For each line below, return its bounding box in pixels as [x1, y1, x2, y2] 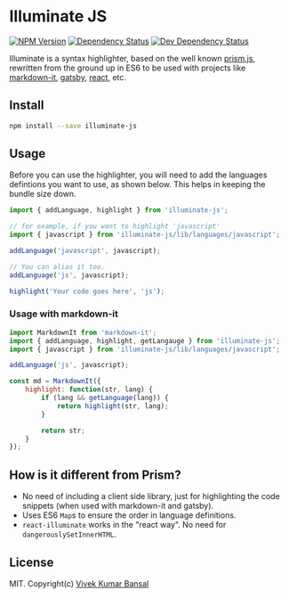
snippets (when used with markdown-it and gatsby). [21, 501, 214, 512]
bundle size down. [9, 189, 77, 200]
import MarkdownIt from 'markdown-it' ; [9, 328, 157, 337]
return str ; [41, 426, 86, 435]
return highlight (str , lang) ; [56, 401, 169, 411]
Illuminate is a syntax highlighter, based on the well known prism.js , [9, 53, 256, 63]
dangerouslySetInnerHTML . [21, 528, 117, 540]
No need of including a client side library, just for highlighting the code [21, 491, 280, 502]
